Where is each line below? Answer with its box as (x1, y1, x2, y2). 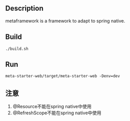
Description (5, 4, 44, 13)
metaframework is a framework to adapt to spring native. (5, 17, 125, 24)
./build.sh (5, 46, 29, 51)
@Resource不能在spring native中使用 (12, 104, 92, 110)
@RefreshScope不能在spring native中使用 (12, 110, 101, 116)
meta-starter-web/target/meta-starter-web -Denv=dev (5, 74, 120, 79)
